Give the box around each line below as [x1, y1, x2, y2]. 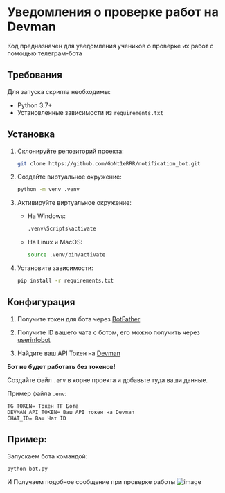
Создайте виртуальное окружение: [17, 172, 123, 181]
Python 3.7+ [17, 101, 53, 109]
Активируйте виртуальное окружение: [17, 199, 132, 207]
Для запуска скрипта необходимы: [7, 87, 111, 96]
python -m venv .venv [17, 186, 80, 193]
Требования [7, 69, 62, 81]
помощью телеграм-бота [7, 49, 82, 57]
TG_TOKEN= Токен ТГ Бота [7, 402, 79, 409]
